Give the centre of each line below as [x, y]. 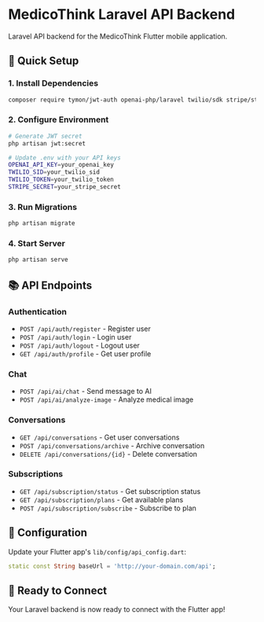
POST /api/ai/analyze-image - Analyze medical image [106, 399]
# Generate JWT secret [45, 136]
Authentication [37, 311]
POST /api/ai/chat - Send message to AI [85, 392]
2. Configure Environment [59, 120]
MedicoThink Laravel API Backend [122, 15]
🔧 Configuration [48, 533]
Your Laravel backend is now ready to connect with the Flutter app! [117, 609]
